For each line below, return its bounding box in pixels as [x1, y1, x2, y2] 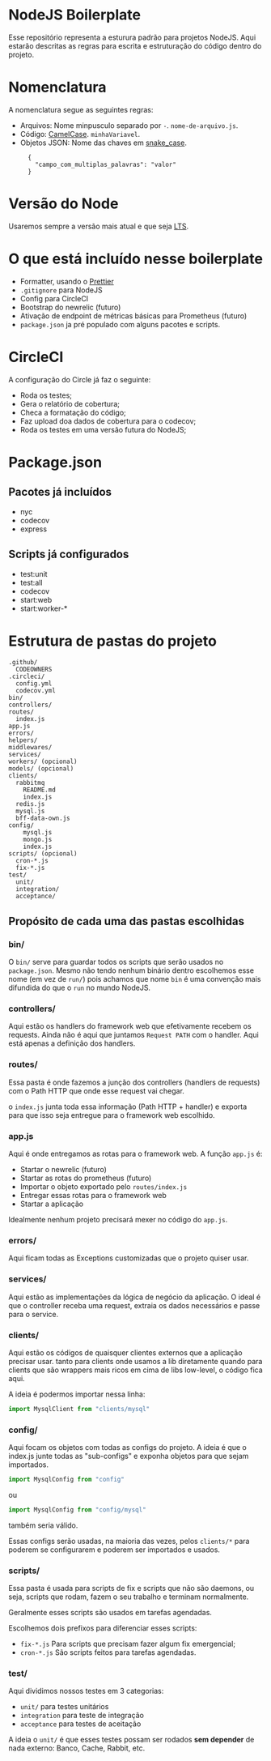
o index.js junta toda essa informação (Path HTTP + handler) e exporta [8, 1102, 248, 1111]
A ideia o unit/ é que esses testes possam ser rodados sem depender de [8, 1735, 255, 1745]
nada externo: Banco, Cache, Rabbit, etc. [8, 1743, 146, 1753]
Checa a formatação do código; [19, 407, 127, 417]
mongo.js [23, 836, 53, 844]
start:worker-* [19, 603, 68, 613]
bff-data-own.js [15, 814, 70, 823]
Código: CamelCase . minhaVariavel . [19, 129, 140, 139]
